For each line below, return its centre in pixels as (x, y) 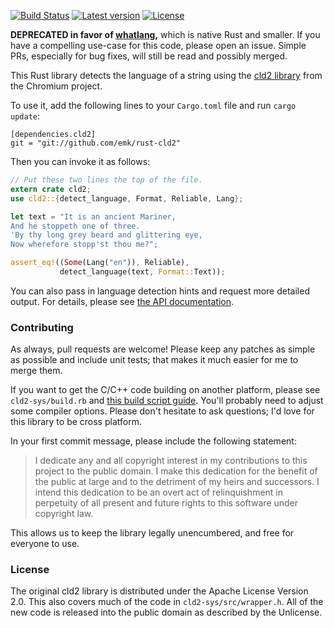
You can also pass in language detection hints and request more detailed (160, 291)
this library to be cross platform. (76, 422)
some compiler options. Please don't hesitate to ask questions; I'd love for (162, 411)
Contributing (42, 327)
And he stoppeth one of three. (75, 226)
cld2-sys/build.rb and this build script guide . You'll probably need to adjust (167, 401)
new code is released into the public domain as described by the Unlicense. (166, 612)
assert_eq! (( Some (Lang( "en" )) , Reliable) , (100, 263)
